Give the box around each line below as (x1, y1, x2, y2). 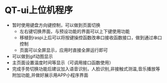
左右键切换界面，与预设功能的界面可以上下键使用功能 (19, 28, 130, 34)
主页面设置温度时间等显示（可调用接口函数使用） (12, 59, 114, 65)
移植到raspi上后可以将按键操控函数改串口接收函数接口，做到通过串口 (19, 34, 162, 40)
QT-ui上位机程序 (5, 4, 73, 16)
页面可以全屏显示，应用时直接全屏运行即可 (19, 47, 108, 53)
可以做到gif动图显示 (12, 53, 53, 59)
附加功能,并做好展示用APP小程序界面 (12, 72, 89, 78)
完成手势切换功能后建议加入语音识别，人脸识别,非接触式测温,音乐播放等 (12, 65, 160, 71)
